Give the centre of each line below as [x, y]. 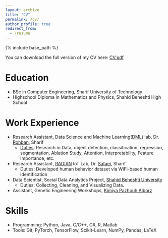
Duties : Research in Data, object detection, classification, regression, [92, 147]
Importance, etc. [37, 158]
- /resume [20, 33]
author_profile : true [28, 24]
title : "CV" [18, 15]
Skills [17, 211]
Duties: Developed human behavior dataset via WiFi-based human [89, 169]
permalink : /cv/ [22, 19]
